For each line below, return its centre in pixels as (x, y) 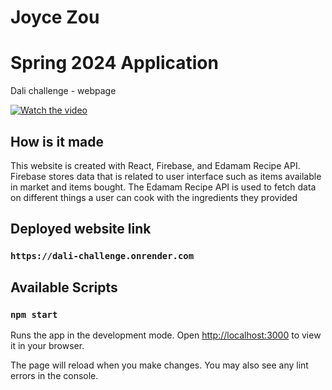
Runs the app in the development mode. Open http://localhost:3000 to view (166, 335)
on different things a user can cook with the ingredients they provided (154, 197)
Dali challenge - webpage (63, 91)
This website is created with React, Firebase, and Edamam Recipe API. (155, 165)
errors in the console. (54, 375)
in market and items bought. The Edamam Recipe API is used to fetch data (163, 187)
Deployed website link (81, 229)
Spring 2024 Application (114, 63)
